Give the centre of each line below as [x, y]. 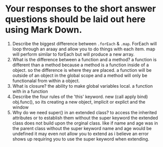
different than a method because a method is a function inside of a [81, 65]
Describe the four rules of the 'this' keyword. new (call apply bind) [80, 96]
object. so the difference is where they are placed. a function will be [82, 70]
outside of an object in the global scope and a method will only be [80, 75]
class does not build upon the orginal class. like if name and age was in [85, 123]
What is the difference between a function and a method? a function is [84, 59]
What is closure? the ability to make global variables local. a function [82, 86]
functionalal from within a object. [46, 81]
